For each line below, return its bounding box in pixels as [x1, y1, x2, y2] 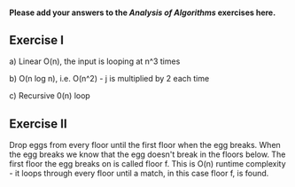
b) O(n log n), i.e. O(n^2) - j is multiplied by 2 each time [9, 74, 210, 84]
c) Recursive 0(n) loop [9, 90, 90, 101]
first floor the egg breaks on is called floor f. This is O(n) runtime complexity [9, 159, 286, 169]
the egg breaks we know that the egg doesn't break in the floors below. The [9, 149, 286, 160]
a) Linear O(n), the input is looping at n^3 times [9, 56, 181, 66]
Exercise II [9, 116, 68, 131]
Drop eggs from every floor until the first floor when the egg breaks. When [9, 140, 281, 151]
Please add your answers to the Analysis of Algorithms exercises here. [9, 7, 276, 18]
